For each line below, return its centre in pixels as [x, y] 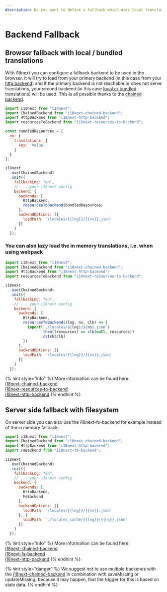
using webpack [24, 252]
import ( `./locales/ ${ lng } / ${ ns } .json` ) [69, 327]
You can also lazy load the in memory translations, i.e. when [79, 246]
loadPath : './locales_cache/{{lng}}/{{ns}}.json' [75, 520]
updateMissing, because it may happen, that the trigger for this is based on [82, 579]
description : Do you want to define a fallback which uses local [74, 10]
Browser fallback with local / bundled [64, 53]
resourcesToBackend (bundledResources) [63, 205]
